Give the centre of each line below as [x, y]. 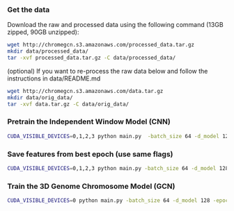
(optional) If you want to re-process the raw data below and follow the [108, 71]
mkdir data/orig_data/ [40, 98]
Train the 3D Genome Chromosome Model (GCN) [91, 186]
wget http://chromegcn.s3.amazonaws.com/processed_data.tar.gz [101, 45]
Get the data [29, 10]
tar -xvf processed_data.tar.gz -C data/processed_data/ [92, 58]
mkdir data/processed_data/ [48, 51]
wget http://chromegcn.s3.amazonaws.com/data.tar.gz [85, 91]
